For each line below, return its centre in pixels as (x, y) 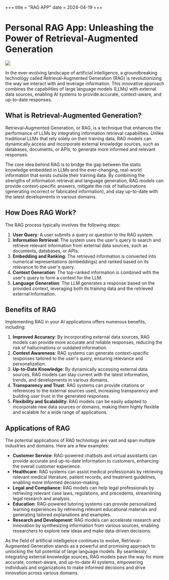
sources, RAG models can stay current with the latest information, (81, 375)
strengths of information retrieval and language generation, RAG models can (84, 180)
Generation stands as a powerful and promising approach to (93, 546)
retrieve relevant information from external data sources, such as (80, 245)
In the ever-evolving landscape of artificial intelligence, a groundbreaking (81, 72)
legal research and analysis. (42, 499)
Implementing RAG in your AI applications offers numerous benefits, (76, 322)
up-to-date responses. (29, 99)
